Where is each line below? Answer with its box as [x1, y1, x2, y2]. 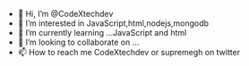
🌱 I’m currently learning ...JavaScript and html [17, 28, 187, 37]
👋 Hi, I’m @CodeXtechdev [17, 9, 114, 19]
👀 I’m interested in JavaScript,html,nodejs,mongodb [17, 18, 209, 29]
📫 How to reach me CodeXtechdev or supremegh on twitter [17, 47, 240, 57]
